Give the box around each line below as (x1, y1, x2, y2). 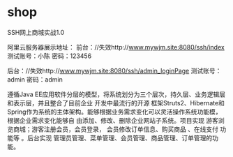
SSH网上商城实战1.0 (7, 28, 65, 36)
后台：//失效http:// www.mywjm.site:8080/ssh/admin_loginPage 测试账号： (7, 66, 222, 75)
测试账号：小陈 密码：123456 (7, 52, 92, 60)
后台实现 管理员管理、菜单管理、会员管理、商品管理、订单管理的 (27, 133, 213, 142)
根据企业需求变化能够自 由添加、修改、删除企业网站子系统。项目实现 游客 (7, 116, 218, 124)
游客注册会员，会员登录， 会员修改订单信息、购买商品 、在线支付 (31, 125, 218, 133)
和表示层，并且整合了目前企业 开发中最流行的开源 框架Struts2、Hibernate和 (7, 98, 225, 107)
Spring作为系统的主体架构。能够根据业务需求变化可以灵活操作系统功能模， (7, 107, 222, 116)
